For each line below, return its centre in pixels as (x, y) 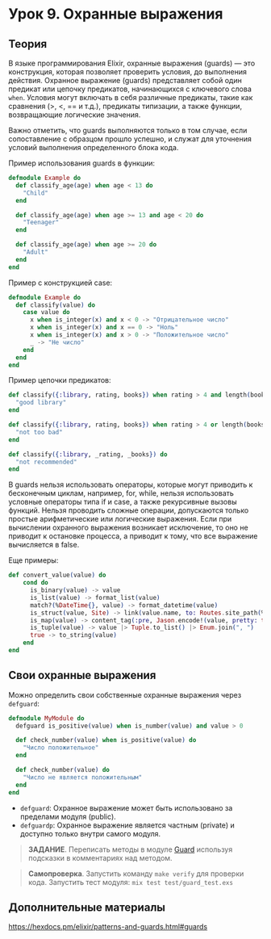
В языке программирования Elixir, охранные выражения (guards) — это (132, 63)
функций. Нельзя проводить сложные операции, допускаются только (129, 510)
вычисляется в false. (44, 545)
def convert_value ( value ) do (57, 575)
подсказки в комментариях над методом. (100, 857)
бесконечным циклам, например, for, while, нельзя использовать (121, 493)
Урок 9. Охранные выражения (116, 14)
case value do (46, 312)
